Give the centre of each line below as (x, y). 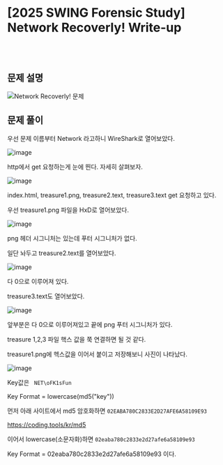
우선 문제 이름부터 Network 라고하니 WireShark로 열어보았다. (91, 138)
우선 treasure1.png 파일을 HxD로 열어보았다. (68, 210)
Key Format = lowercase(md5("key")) (61, 396)
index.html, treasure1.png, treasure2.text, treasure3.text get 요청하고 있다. (112, 195)
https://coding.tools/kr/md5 (47, 425)
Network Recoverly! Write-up (94, 28)
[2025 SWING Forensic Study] (97, 13)
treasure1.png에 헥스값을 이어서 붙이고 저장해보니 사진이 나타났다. (98, 354)
